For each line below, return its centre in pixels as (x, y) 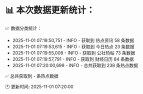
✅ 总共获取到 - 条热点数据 (32, 76)
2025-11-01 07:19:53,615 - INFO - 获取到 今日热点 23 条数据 (73, 46)
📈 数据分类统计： (23, 28)
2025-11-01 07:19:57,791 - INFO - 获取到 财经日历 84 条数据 (73, 59)
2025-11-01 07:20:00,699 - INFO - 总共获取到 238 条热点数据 (75, 65)
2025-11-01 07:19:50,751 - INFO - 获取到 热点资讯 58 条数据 (73, 40)
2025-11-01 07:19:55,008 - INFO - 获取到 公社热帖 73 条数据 (74, 52)
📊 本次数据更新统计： (50, 10)
